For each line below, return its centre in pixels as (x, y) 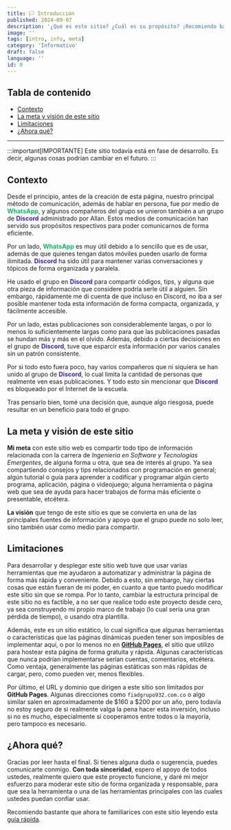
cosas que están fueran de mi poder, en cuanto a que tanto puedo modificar (115, 587)
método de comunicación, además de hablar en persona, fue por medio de (113, 204)
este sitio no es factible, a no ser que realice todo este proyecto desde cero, (115, 602)
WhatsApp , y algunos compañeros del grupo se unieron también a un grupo (115, 211)
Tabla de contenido (49, 93)
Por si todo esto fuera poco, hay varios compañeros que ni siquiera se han (113, 367)
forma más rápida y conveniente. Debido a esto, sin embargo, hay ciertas (111, 580)
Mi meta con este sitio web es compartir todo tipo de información (100, 448)
